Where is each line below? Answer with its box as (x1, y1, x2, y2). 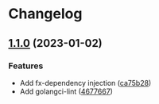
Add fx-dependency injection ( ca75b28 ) (19, 78, 152, 87)
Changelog (8, 5, 83, 23)
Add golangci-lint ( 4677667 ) (19, 87, 114, 96)
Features (8, 60, 44, 71)
